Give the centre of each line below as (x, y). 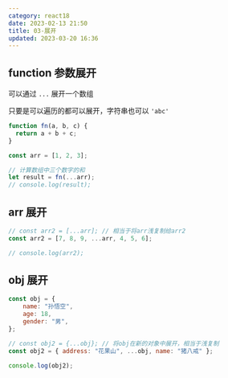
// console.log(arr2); (46, 253)
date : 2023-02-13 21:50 (48, 23)
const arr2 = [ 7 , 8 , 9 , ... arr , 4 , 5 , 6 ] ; (80, 238)
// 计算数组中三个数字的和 (47, 170)
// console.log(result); (50, 185)
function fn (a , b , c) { (48, 126)
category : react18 (39, 16)
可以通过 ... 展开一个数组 (51, 94)
